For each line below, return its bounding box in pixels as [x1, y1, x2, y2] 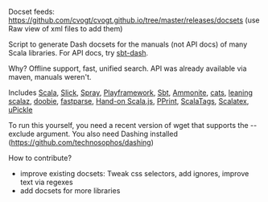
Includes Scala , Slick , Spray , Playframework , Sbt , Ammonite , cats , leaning [8, 88, 254, 97]
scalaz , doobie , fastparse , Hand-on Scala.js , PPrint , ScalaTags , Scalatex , [8, 97, 249, 105]
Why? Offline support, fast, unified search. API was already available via [8, 64, 247, 73]
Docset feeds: [8, 7, 55, 16]
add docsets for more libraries [19, 186, 121, 196]
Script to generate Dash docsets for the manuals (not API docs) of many [8, 39, 248, 49]
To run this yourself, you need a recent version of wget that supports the [8, 121, 249, 130]
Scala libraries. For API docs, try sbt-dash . [8, 48, 149, 57]
